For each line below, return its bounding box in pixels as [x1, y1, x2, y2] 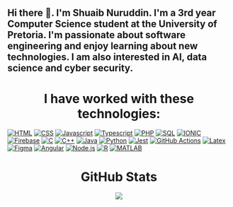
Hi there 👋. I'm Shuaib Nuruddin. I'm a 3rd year [7, 7, 216, 19]
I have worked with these [43, 90, 195, 107]
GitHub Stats [80, 169, 158, 184]
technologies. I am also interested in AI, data [7, 51, 208, 64]
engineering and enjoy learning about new [7, 40, 198, 52]
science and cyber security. [7, 62, 133, 74]
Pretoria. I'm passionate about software [7, 29, 186, 41]
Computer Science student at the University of [7, 18, 217, 30]
